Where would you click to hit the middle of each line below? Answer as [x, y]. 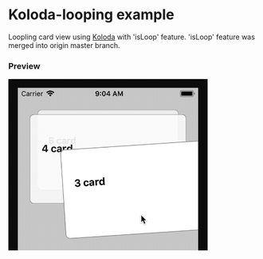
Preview [24, 66]
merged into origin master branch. [65, 45]
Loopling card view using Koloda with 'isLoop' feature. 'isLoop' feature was [131, 37]
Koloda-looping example [91, 15]
